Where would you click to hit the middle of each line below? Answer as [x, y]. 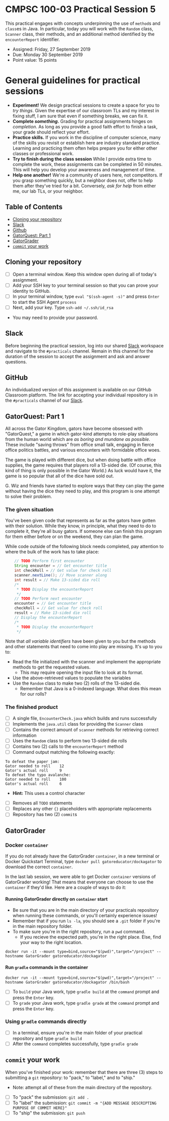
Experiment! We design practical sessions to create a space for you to [86, 105]
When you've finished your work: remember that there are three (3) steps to [84, 1072]
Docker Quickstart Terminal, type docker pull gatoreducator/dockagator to [83, 862]
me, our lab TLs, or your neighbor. [48, 191]
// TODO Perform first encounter [49, 561]
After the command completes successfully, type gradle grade [75, 1044]
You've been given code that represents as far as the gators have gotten [80, 521]
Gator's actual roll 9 [34, 771]
